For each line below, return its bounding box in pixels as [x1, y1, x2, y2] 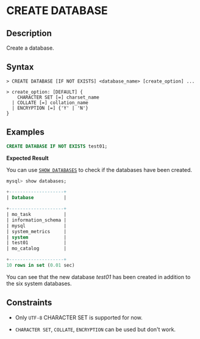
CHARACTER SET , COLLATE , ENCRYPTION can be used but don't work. [15, 326, 176, 333]
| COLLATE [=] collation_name [12, 99, 88, 106]
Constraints [6, 297, 52, 308]
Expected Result [6, 154, 49, 162]
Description [6, 28, 52, 39]
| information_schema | [6, 217, 67, 223]
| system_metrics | [6, 228, 67, 234]
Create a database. [6, 44, 54, 51]
